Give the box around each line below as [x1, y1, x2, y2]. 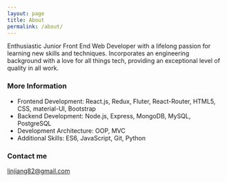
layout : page [7, 10, 45, 17]
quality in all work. [7, 64, 59, 73]
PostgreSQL [17, 119, 52, 127]
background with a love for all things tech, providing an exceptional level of [7, 57, 221, 65]
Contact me [7, 151, 48, 161]
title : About [7, 17, 45, 24]
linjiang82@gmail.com [7, 167, 70, 175]
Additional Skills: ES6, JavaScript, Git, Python [17, 134, 146, 142]
